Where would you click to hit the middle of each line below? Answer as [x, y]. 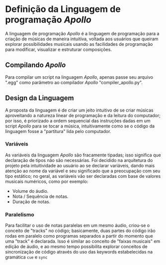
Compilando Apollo [36, 65]
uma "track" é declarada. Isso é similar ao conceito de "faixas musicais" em [83, 241]
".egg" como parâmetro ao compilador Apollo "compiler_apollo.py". [74, 82]
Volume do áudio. [30, 191]
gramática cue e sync [26, 257]
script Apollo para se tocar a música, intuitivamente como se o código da [80, 126]
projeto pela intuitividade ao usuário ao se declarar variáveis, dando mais [80, 165]
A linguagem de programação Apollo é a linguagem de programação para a [82, 33]
